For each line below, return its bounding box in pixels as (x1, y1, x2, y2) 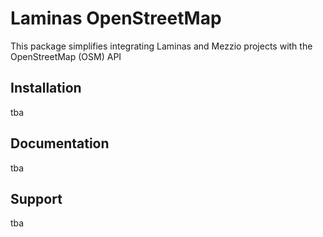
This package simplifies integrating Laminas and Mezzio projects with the (10, 40, 313, 52)
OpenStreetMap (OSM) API (10, 50, 122, 62)
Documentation (10, 135, 110, 152)
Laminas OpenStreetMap (10, 7, 222, 30)
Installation (10, 80, 82, 97)
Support (10, 190, 63, 207)
